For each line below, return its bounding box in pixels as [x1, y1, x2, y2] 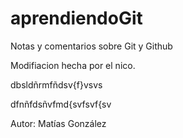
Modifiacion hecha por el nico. [10, 59, 136, 71]
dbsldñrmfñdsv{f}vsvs [10, 78, 103, 91]
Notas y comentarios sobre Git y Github [10, 40, 173, 52]
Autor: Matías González [10, 117, 107, 129]
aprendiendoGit [10, 7, 143, 30]
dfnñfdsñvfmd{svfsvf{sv [10, 98, 112, 110]
